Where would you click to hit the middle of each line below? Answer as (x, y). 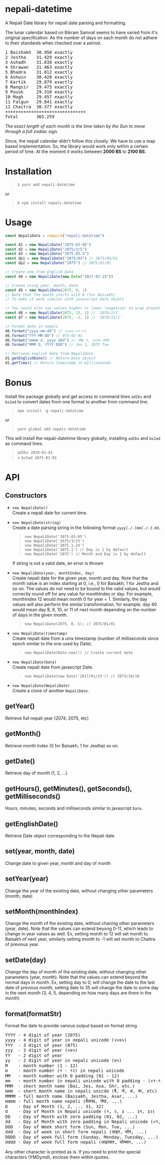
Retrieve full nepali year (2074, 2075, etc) (47, 718)
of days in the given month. (40, 615)
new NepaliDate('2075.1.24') (54, 545)
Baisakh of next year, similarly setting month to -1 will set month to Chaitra (80, 939)
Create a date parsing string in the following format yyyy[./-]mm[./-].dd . (86, 528)
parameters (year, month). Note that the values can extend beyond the (77, 977)
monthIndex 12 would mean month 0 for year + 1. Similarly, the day (80, 599)
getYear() (20, 706)
